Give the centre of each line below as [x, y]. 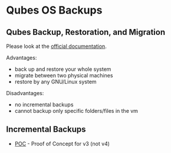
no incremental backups [44, 105]
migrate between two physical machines [64, 75]
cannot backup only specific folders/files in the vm [76, 111]
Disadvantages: [25, 93]
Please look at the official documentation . [57, 46]
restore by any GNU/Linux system [55, 82]
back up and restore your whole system [63, 69]
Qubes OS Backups [54, 10]
